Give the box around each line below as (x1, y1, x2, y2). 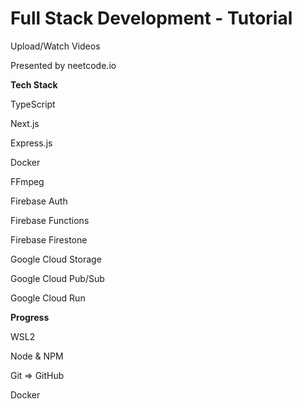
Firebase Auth (10, 195, 68, 207)
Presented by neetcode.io (10, 59, 117, 71)
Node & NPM (10, 350, 64, 362)
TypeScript (10, 98, 56, 110)
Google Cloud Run (10, 292, 86, 304)
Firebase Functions (10, 214, 90, 226)
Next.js (10, 117, 40, 129)
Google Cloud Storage (10, 253, 102, 265)
